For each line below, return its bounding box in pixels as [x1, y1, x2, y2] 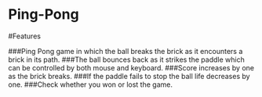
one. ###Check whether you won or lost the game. [8, 80, 173, 89]
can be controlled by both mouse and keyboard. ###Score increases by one [8, 63, 255, 72]
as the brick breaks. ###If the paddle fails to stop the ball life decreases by [8, 71, 250, 81]
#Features [8, 31, 42, 41]
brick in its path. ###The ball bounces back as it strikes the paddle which [8, 55, 245, 64]
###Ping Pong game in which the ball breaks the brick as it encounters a [8, 46, 243, 56]
